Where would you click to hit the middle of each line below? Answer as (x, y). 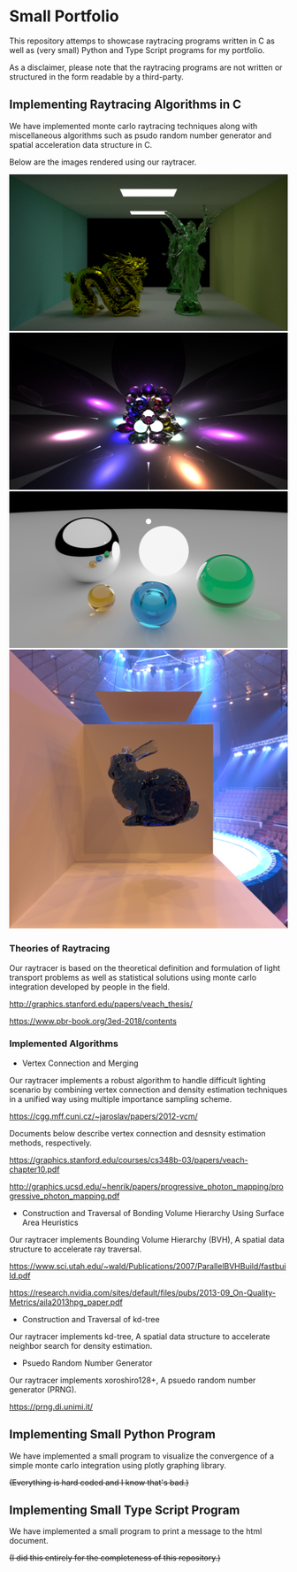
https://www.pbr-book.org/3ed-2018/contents (93, 1021)
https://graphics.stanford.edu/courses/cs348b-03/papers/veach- (129, 1160)
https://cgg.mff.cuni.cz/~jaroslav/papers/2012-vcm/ (104, 1116)
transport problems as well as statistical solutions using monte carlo (133, 977)
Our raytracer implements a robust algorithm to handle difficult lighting (137, 1080)
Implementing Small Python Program (113, 1434)
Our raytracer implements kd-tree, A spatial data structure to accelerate (140, 1336)
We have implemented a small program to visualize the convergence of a (142, 1456)
